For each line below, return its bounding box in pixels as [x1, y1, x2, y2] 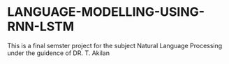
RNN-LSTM [7, 19, 75, 34]
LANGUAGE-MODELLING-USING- [7, 4, 205, 20]
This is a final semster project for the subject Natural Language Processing [7, 41, 223, 50]
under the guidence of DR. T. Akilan [7, 49, 110, 57]
